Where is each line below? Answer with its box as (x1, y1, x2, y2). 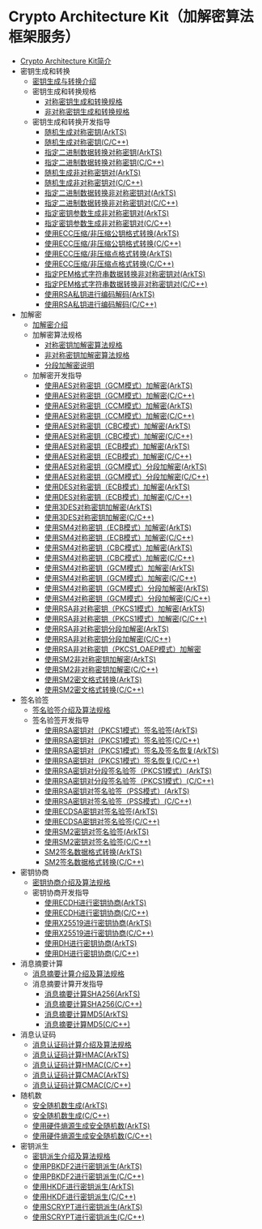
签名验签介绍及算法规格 (32, 705, 111, 715)
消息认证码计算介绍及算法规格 (32, 1039, 132, 1049)
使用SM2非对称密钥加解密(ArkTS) (44, 654, 156, 664)
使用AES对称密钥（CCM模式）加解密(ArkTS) (44, 401, 192, 410)
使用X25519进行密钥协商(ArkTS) (44, 917, 152, 927)
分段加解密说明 (44, 360, 95, 370)
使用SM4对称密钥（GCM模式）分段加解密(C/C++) (44, 593, 211, 603)
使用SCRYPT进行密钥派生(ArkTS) (32, 1201, 143, 1211)
